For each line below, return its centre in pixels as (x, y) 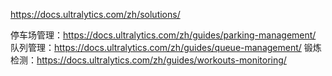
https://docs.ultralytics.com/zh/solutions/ (95, 14)
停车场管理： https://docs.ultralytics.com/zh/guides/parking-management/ (163, 35)
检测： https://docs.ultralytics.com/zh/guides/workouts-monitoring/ (148, 60)
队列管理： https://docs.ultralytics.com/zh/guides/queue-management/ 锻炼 (166, 47)
